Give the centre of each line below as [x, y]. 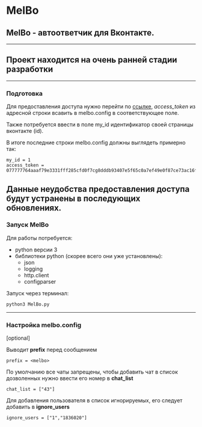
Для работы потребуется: [39, 238]
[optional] [18, 338]
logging [33, 269]
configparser [40, 281]
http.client [36, 275]
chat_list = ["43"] [31, 389]
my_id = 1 [19, 160]
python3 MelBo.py [28, 304]
